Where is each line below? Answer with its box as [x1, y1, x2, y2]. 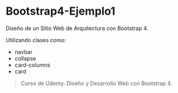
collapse [14, 54, 36, 62]
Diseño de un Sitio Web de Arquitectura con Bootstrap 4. [6, 24, 149, 32]
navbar [14, 48, 33, 56]
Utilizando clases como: [6, 36, 67, 43]
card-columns [14, 61, 50, 69]
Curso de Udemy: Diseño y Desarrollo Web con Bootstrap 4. [20, 80, 172, 87]
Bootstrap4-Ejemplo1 [6, 4, 116, 18]
